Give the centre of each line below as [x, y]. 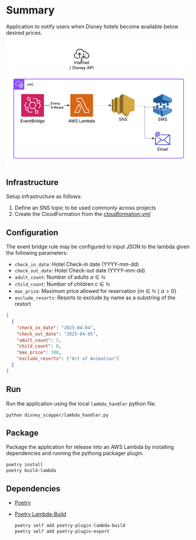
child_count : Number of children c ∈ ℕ [62, 284]
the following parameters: [37, 253]
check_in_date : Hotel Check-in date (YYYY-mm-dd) [77, 264]
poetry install [25, 465]
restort [23, 304]
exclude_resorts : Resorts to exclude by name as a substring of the [95, 298]
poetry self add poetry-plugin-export [62, 532]
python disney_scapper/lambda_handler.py [58, 415]
